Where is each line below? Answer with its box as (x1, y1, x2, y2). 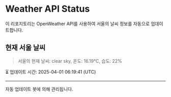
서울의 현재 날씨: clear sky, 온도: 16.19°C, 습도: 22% (17, 58, 122, 64)
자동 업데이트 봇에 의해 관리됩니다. (5, 86, 73, 92)
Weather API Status (5, 3, 90, 15)
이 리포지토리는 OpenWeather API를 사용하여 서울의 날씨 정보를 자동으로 (5, 20, 150, 27)
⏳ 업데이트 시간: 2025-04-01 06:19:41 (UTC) (5, 68, 96, 75)
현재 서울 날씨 (5, 43, 46, 52)
